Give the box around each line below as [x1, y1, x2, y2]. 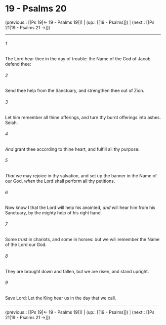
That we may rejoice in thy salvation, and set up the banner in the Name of [5, 172, 157, 178]
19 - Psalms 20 [5, 3, 67, 14]
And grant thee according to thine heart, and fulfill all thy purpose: [5, 146, 140, 152]
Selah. [5, 120, 18, 125]
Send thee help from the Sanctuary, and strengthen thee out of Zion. [5, 87, 145, 94]
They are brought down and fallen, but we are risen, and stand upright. [5, 268, 149, 274]
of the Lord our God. [5, 242, 47, 247]
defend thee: [5, 61, 31, 67]
